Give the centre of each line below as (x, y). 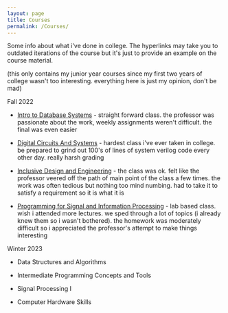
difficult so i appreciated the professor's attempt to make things (107, 228)
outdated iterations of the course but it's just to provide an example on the (112, 53)
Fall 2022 (20, 102)
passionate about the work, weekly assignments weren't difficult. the (114, 122)
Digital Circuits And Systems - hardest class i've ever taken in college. (116, 143)
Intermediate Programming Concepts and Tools (84, 275)
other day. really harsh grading (60, 158)
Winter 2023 (25, 249)
